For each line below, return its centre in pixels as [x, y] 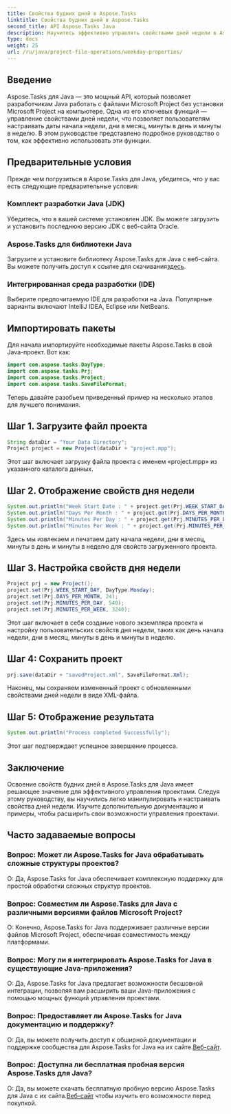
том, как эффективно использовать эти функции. [79, 140]
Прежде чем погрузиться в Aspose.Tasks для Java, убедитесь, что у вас [113, 179]
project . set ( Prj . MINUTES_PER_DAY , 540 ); [66, 603]
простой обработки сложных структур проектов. [79, 886]
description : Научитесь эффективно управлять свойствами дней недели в [112, 33]
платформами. [29, 942]
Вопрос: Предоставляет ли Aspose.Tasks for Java [95, 1016]
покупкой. [22, 1103]
